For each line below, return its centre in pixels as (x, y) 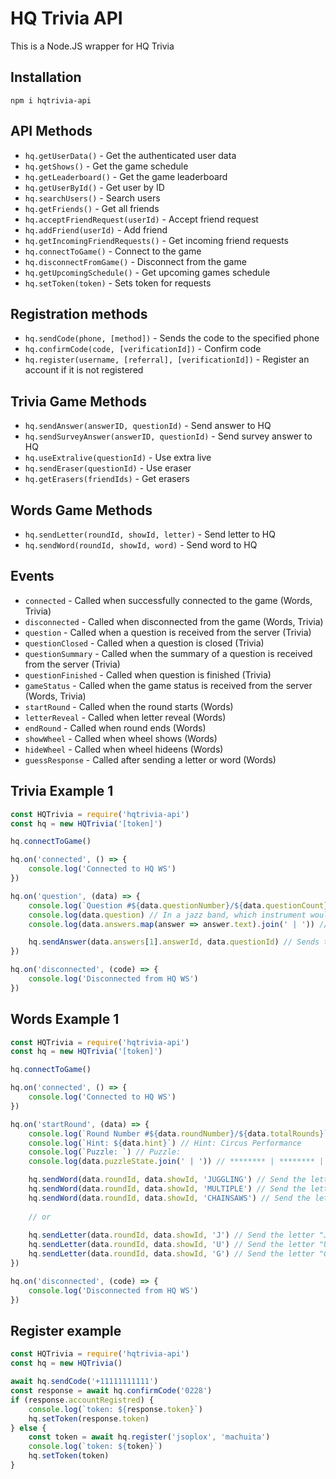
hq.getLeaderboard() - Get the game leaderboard (126, 176)
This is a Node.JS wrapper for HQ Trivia (92, 46)
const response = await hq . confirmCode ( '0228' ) (111, 1391)
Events (32, 576)
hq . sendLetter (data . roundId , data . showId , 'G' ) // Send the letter (171, 1254)
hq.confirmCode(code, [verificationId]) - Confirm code (143, 349)
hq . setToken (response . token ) (89, 1418)
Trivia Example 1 (62, 791)
